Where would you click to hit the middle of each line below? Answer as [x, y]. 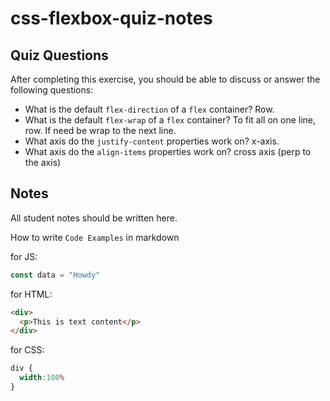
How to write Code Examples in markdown [95, 237]
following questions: [52, 90]
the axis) [43, 162]
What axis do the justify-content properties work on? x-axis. [152, 141]
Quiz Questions [59, 55]
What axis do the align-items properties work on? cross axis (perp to [168, 151]
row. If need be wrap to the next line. [100, 130]
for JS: [24, 256]
